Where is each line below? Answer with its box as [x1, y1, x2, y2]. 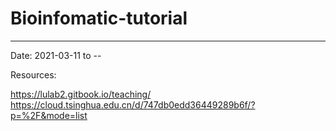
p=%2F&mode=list [10, 109, 88, 121]
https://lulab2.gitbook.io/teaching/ [10, 88, 152, 100]
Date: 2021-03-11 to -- [10, 49, 102, 61]
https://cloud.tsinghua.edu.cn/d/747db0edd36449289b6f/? [10, 98, 256, 111]
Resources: [10, 68, 57, 81]
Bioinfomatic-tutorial [10, 7, 188, 30]
